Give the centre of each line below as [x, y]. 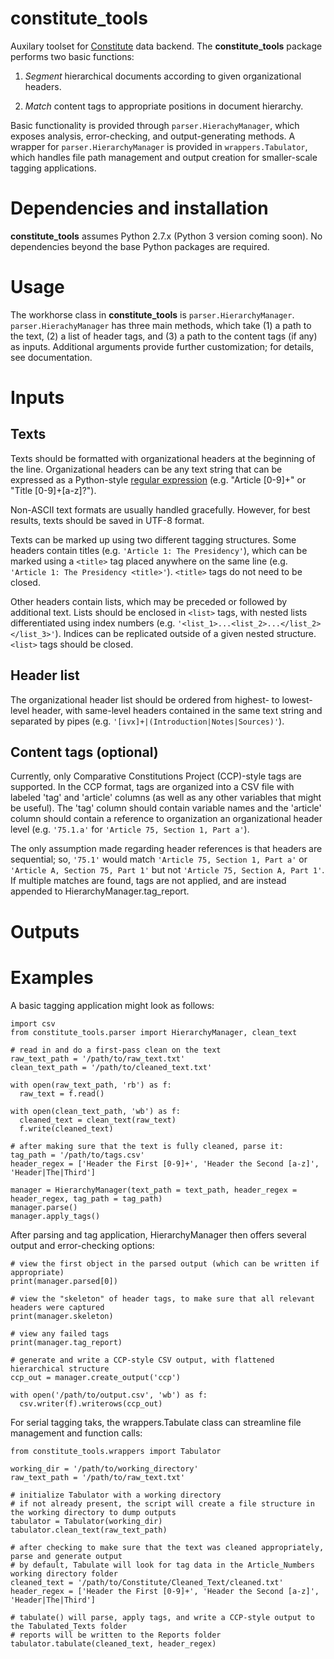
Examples [52, 977]
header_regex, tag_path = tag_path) [86, 1198]
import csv [33, 1023]
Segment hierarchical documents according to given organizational [163, 76]
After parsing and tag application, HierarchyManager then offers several [158, 1234]
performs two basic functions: [72, 56]
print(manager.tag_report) [66, 1342]
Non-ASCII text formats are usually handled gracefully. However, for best [160, 509]
